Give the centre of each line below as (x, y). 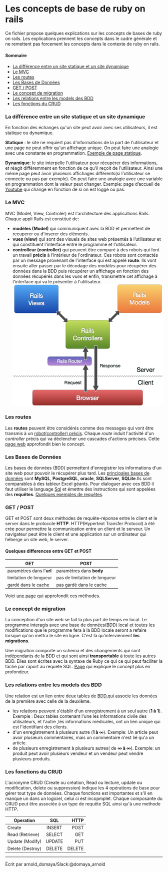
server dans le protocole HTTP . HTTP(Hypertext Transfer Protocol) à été (80, 524)
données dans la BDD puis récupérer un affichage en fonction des (80, 271)
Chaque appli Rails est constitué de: (42, 219)
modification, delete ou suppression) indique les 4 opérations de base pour (83, 788)
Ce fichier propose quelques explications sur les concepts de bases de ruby (84, 33)
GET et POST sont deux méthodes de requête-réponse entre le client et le (81, 518)
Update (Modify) (24, 841)
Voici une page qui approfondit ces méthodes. (53, 596)
